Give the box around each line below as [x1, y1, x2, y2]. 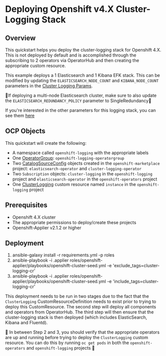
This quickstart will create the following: [5, 140, 87, 146]
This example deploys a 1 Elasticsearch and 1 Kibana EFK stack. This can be [5, 72, 160, 78]
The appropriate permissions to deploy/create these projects [12, 219, 136, 225]
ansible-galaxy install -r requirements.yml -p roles [12, 252, 115, 258]
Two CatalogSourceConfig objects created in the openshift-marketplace [12, 160, 160, 166]
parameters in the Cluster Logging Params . [5, 83, 93, 89]
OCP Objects [5, 127, 46, 135]
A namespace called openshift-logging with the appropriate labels [12, 150, 149, 156]
